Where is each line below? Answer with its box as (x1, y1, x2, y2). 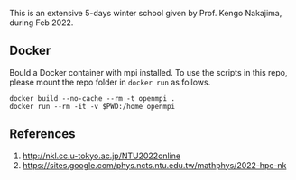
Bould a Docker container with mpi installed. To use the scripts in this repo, (9, 67, 288, 77)
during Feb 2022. (9, 17, 74, 28)
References (9, 126, 76, 142)
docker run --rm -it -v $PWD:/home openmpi (9, 102, 176, 111)
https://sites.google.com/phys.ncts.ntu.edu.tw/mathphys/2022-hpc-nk (22, 159, 287, 170)
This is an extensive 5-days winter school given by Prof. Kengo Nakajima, (9, 8, 282, 18)
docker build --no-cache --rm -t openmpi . (9, 94, 176, 103)
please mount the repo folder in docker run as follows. (9, 76, 211, 87)
